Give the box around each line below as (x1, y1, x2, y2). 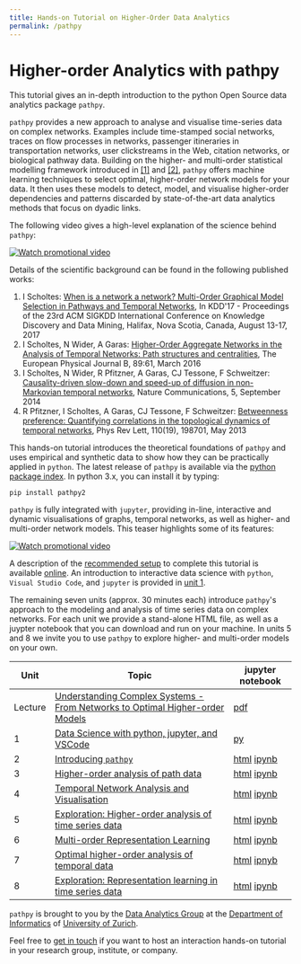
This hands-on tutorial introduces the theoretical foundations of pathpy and (9, 442, 287, 454)
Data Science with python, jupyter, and (55, 727, 218, 739)
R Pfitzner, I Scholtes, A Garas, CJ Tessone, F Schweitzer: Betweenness (21, 406, 288, 417)
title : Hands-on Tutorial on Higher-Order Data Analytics (9, 13, 230, 22)
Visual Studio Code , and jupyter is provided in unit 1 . (9, 577, 206, 588)
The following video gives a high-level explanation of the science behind (9, 220, 277, 231)
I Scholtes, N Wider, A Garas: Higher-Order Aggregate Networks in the (21, 339, 282, 350)
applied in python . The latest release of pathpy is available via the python (9, 462, 276, 473)
